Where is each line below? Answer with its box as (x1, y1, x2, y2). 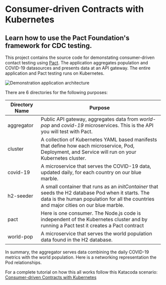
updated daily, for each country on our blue (41, 169, 142, 176)
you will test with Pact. (41, 128, 93, 135)
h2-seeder (7, 192, 34, 199)
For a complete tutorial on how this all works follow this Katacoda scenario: (5, 269, 158, 275)
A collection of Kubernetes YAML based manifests (41, 136, 157, 143)
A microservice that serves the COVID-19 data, (41, 163, 152, 169)
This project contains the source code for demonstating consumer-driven (5, 54, 155, 60)
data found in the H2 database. (41, 237, 113, 243)
